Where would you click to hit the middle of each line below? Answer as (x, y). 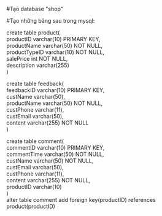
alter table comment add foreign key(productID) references (81, 200)
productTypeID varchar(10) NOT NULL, (55, 52)
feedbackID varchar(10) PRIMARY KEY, (56, 90)
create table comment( (35, 141)
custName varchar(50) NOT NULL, (50, 161)
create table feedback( (35, 83)
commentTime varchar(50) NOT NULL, (55, 154)
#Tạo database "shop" (35, 9)
